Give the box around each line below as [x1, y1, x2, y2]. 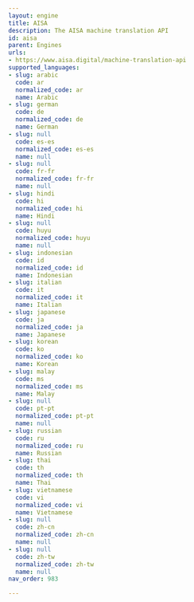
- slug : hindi [8, 189, 56, 198]
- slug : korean [8, 338, 59, 346]
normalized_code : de [15, 116, 83, 124]
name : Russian [15, 449, 62, 457]
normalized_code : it [15, 293, 83, 301]
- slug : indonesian [8, 249, 73, 257]
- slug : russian [8, 427, 62, 435]
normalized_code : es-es [15, 145, 94, 153]
